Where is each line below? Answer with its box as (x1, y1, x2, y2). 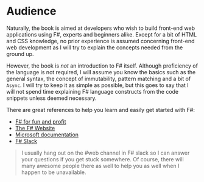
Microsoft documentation (15, 131, 79, 138)
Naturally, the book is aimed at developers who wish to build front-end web (6, 24, 195, 32)
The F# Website (15, 124, 55, 131)
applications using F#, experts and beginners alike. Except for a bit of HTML (6, 30, 197, 38)
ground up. (6, 50, 34, 57)
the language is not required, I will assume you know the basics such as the (6, 68, 196, 75)
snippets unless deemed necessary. (6, 94, 97, 102)
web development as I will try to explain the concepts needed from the (6, 44, 183, 51)
